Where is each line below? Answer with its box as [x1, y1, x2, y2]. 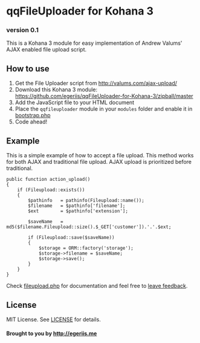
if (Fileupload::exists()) [17, 187, 85, 193]
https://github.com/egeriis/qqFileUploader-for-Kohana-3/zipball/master [15, 93, 193, 100]
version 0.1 [6, 26, 39, 34]
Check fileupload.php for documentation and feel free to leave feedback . [6, 283, 188, 290]
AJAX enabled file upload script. [6, 46, 87, 53]
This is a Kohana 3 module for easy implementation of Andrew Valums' [6, 39, 182, 47]
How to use [6, 64, 50, 74]
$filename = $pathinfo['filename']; [28, 203, 126, 209]
